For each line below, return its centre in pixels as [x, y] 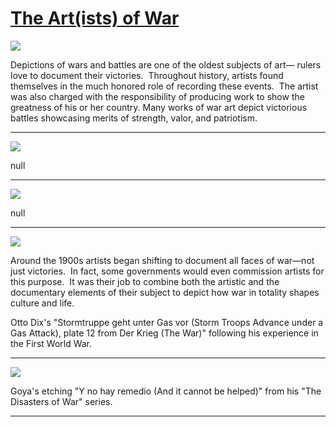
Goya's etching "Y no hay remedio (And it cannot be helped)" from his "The [166, 391]
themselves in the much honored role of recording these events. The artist [164, 86]
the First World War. [51, 343]
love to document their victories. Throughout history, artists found [147, 75]
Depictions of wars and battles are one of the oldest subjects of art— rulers [166, 64]
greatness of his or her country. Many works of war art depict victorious [159, 107]
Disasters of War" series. [61, 401]
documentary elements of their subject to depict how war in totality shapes [165, 292]
